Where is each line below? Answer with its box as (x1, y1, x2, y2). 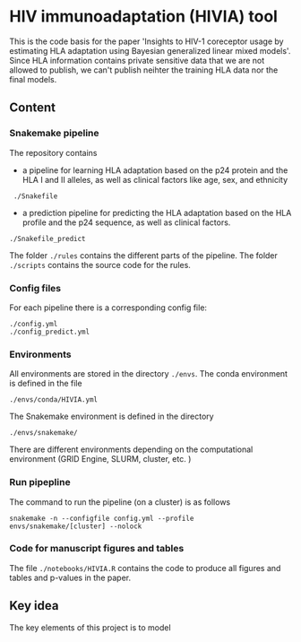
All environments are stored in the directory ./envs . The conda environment (9, 369, 288, 379)
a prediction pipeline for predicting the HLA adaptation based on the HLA (21, 207, 292, 218)
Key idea (9, 598, 59, 613)
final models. (9, 74, 57, 84)
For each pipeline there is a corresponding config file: (9, 302, 208, 313)
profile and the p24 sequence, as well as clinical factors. (21, 217, 231, 228)
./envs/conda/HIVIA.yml (9, 395, 99, 404)
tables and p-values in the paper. (9, 572, 132, 583)
